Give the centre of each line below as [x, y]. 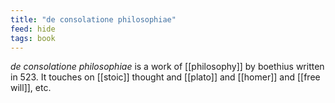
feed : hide [33, 29]
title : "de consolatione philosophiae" [93, 19]
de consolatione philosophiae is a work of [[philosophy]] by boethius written [167, 67]
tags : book [33, 38]
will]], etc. [31, 88]
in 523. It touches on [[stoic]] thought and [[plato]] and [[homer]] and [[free [165, 77]
